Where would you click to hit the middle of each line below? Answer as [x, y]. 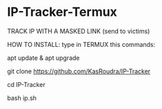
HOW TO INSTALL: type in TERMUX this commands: [81, 44]
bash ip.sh [22, 98]
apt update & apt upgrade [43, 58]
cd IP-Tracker [27, 84]
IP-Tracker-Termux [62, 12]
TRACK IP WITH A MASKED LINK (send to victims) [79, 31]
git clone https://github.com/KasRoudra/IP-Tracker [79, 71]
